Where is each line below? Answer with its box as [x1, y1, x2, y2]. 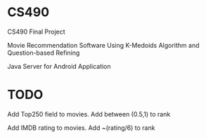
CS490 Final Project [7, 27, 65, 36]
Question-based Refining [7, 48, 80, 57]
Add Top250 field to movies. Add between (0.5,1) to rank [7, 110, 171, 118]
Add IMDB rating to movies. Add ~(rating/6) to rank [7, 124, 155, 132]
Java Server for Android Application [7, 62, 111, 70]
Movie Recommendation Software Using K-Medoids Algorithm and [7, 41, 200, 49]
